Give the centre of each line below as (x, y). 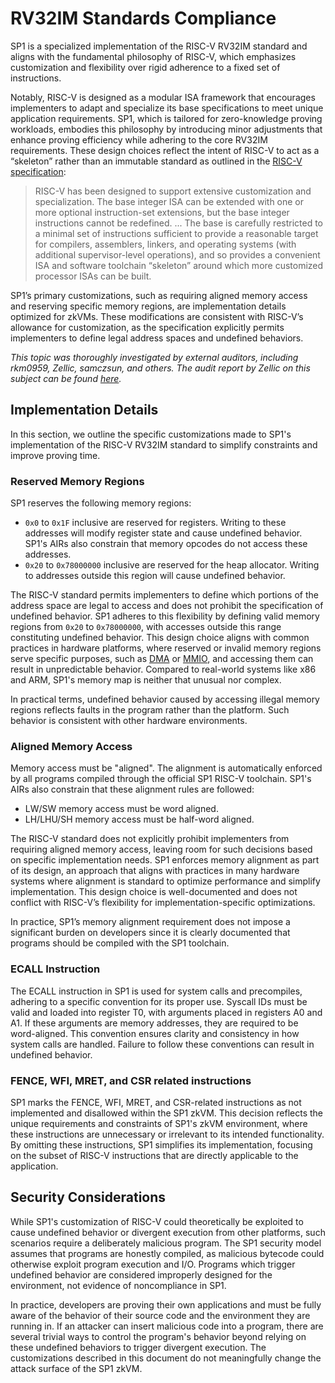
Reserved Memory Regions (77, 481)
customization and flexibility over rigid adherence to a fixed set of (145, 67)
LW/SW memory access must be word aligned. (121, 809)
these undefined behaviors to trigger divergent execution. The (138, 1347)
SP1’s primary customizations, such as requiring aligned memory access (159, 295)
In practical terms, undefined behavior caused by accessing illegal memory (165, 699)
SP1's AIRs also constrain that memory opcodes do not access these (166, 544)
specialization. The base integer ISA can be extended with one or (169, 201)
